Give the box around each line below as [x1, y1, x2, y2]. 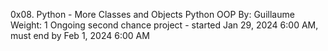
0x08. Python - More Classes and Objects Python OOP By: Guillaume [10, 9, 295, 20]
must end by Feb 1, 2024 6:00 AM [10, 30, 150, 41]
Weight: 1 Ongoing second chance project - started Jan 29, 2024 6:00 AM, [10, 19, 319, 31]
